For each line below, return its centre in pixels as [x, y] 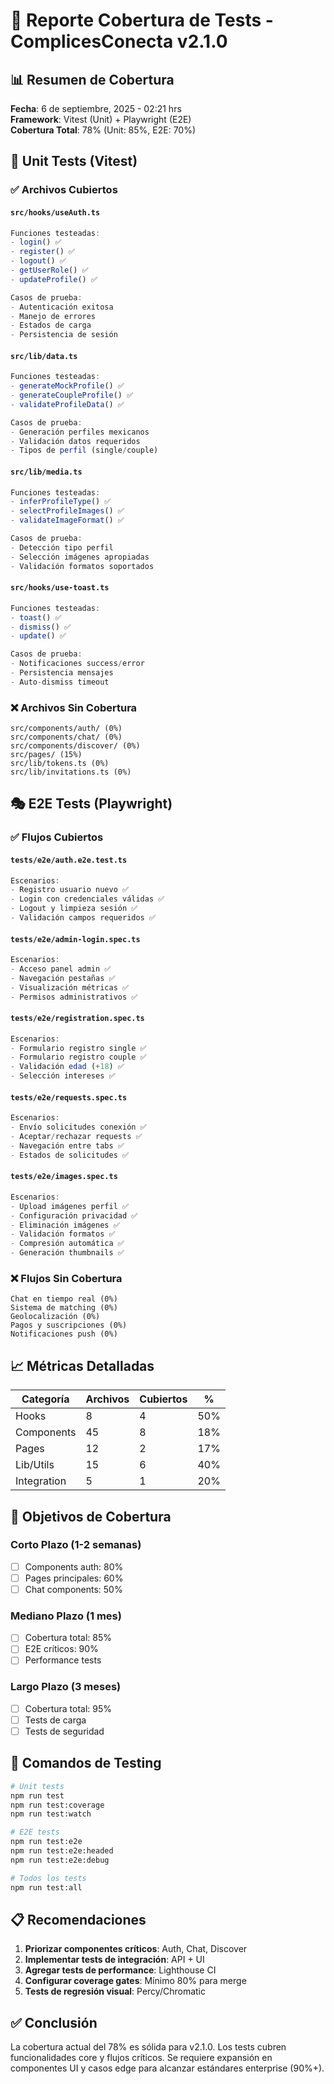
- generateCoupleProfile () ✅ [72, 395]
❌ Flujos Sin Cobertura [66, 1278]
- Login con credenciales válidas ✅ [87, 899]
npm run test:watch [51, 1814]
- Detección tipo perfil [62, 547]
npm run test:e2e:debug [60, 1860]
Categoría [45, 1399]
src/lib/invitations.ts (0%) [71, 772]
